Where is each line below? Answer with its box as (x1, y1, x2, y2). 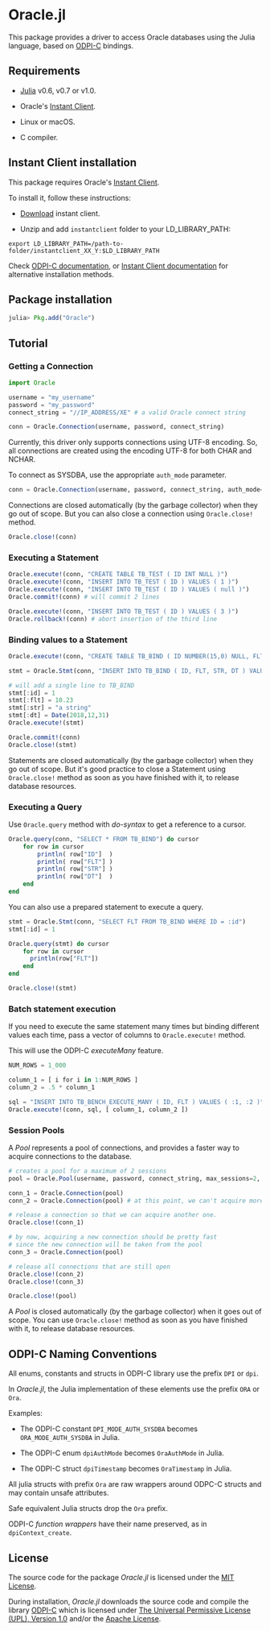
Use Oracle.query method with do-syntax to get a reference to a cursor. (8, 820, 247, 829)
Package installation (8, 293, 112, 306)
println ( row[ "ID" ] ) (37, 850, 113, 858)
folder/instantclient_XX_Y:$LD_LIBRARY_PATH (8, 247, 160, 255)
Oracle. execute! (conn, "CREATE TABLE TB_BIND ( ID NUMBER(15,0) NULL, (8, 652, 250, 660)
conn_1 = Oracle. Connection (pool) (8, 1189, 125, 1197)
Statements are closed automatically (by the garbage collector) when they (8, 755, 254, 765)
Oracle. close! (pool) (8, 1292, 78, 1301)
